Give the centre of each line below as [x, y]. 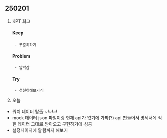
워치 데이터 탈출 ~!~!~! [35, 112]
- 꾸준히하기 [25, 45]
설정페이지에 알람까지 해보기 [40, 130]
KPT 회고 [21, 21]
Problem [21, 56]
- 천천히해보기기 [29, 91]
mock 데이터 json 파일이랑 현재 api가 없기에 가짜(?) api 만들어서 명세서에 [85, 118]
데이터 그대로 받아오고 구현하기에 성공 [55, 124]
